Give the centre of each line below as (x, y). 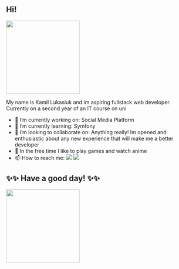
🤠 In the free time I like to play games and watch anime (81, 151)
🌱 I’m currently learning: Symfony (55, 126)
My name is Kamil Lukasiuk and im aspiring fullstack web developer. (89, 102)
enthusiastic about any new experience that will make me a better (94, 138)
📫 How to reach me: (40, 158)
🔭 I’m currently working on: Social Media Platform (74, 120)
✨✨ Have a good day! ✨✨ (53, 178)
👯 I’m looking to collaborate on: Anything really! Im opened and (90, 132)
